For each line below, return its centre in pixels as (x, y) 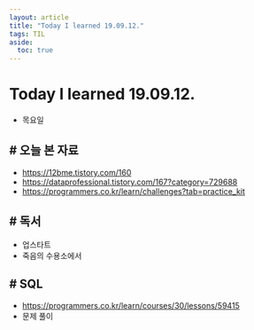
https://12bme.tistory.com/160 (77, 172)
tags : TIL (27, 34)
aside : (21, 42)
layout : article (39, 17)
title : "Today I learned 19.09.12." (77, 26)
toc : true (35, 51)
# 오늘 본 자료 (44, 150)
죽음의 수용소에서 (52, 255)
